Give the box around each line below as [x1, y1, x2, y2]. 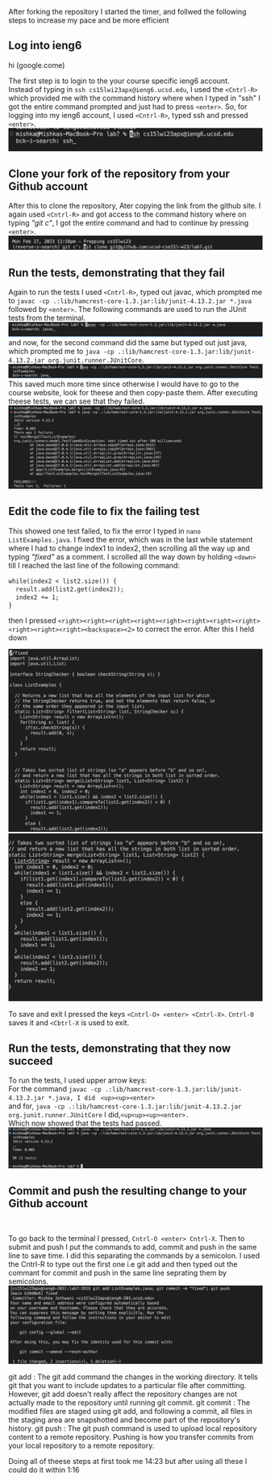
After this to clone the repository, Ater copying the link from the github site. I [8, 201, 261, 211]
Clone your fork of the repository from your [8, 167, 230, 180]
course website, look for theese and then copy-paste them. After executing [8, 387, 258, 397]
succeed [8, 1054, 53, 1068]
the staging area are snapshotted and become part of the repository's [8, 1415, 240, 1424]
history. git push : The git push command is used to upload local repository [8, 1423, 257, 1433]
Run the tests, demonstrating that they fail [8, 266, 225, 280]
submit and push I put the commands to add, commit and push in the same [8, 1243, 257, 1252]
